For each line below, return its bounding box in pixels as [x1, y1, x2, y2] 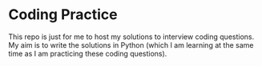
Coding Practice [8, 6, 118, 24]
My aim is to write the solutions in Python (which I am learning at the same [8, 40, 254, 49]
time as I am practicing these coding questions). [8, 49, 167, 58]
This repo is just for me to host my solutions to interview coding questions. [8, 32, 255, 41]
